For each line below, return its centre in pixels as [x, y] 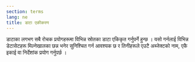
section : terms [25, 12]
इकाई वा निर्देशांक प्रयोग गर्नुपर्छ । [37, 53]
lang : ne [17, 17]
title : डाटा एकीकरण [28, 22]
